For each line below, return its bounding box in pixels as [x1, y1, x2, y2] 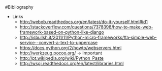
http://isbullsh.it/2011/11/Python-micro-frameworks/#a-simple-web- [19, 34, 157, 40]
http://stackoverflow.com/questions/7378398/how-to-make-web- [19, 24, 154, 30]
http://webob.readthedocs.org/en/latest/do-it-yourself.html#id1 [19, 19, 148, 24]
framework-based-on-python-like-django [19, 29, 104, 35]
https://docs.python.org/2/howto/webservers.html [19, 45, 122, 50]
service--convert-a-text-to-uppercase [19, 40, 98, 46]
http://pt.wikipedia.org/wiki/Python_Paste [19, 55, 104, 61]
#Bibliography [5, 4, 33, 10]
